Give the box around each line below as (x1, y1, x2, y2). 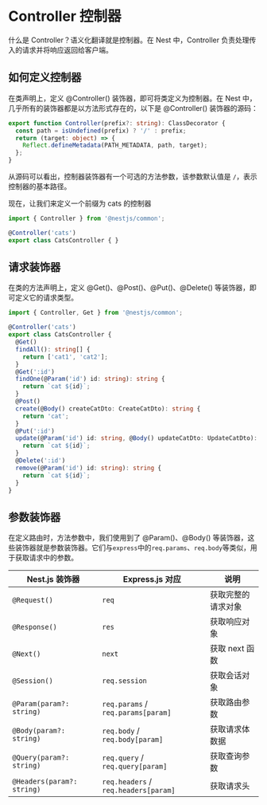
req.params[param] (102, 709, 172, 717)
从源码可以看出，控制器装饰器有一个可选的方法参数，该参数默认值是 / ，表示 (8, 172, 258, 181)
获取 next (209, 643, 245, 654)
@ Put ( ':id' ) (15, 427, 56, 435)
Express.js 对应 (122, 574, 181, 585)
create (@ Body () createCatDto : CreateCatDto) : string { (15, 404, 201, 413)
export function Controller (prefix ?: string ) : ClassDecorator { (8, 119, 226, 128)
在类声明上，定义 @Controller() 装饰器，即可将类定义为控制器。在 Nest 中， (8, 93, 257, 103)
